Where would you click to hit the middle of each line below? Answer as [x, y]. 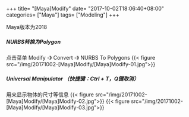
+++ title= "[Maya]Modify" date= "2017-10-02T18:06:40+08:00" [85, 9]
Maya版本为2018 [27, 27]
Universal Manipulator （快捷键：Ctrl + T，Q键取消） [73, 79]
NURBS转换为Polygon [34, 41]
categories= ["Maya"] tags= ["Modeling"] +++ [63, 15]
